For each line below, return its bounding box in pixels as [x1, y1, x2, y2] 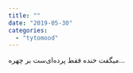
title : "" [8, 11, 41, 20]
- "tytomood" [15, 33, 59, 42]
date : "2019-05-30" [8, 19, 73, 27]
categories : [8, 26, 48, 34]
